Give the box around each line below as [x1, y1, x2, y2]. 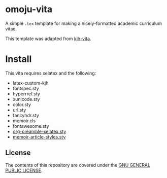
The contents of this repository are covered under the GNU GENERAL [5, 162, 151, 168]
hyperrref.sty [12, 90, 41, 97]
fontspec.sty [12, 85, 39, 91]
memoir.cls [12, 118, 36, 124]
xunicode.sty [12, 96, 40, 102]
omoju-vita [5, 4, 53, 15]
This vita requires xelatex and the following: [5, 70, 96, 76]
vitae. [5, 25, 17, 31]
